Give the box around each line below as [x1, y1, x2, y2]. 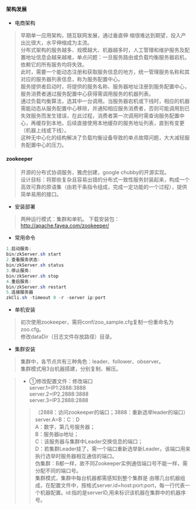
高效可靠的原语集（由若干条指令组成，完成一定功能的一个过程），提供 [20, 183, 187, 191]
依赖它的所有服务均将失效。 [20, 61, 88, 68]
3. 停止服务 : [6, 268, 32, 273]
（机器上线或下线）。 [20, 127, 70, 134]
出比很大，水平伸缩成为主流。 [20, 39, 92, 46]
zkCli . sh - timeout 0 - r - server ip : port [6, 295, 106, 301]
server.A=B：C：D [35, 416, 80, 423]
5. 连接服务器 [6, 289, 33, 295]
